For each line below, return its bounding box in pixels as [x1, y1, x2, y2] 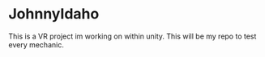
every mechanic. [8, 39, 65, 49]
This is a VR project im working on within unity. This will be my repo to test [8, 31, 257, 41]
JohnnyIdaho [8, 5, 100, 23]
